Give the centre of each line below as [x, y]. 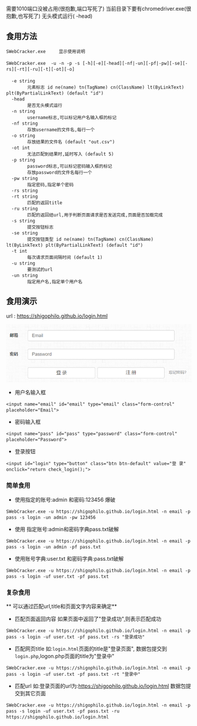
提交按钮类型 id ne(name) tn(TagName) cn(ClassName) [91, 239]
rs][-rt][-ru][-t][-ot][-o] [41, 69]
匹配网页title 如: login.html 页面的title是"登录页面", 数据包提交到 [91, 649]
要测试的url [40, 269]
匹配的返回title [45, 202]
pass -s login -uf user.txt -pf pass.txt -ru [63, 711]
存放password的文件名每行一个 [60, 172]
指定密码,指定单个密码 [51, 185]
